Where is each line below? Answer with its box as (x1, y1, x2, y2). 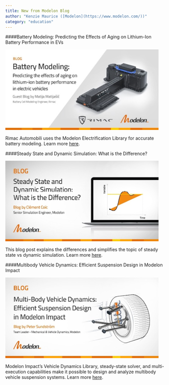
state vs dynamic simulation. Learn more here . (5, 252, 103, 258)
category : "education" (5, 19, 54, 24)
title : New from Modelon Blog (5, 8, 70, 13)
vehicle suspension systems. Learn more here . (5, 374, 104, 380)
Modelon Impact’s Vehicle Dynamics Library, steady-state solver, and (5, 363, 151, 370)
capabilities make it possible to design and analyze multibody (27, 369, 156, 375)
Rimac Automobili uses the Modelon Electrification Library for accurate (5, 135, 154, 141)
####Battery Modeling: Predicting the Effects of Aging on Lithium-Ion (5, 34, 152, 40)
